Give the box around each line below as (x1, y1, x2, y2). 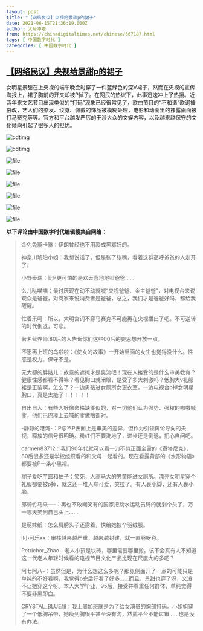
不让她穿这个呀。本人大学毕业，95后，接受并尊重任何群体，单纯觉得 (21, 582, 192, 589)
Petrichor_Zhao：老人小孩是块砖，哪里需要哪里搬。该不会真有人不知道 (21, 546, 197, 554)
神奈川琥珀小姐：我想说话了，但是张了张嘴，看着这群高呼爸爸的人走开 (21, 253, 196, 260)
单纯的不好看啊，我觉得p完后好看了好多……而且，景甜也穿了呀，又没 (21, 575, 193, 582)
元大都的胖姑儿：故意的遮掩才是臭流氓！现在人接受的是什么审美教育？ (21, 368, 196, 375)
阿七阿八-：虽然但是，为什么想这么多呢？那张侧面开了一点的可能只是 (21, 567, 193, 574)
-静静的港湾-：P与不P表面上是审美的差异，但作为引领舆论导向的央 (21, 424, 187, 432)
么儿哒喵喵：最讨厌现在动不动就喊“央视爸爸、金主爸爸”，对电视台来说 (21, 286, 196, 294)
